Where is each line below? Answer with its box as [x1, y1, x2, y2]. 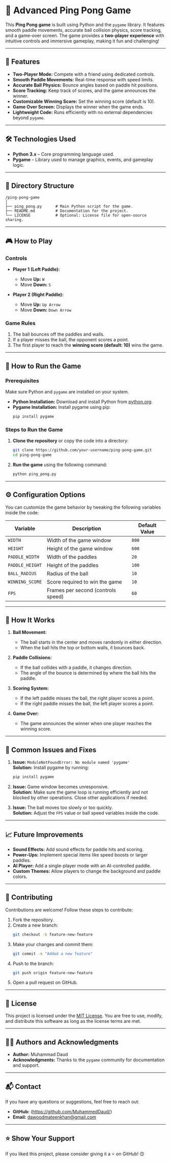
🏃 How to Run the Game [5, 362, 81, 370]
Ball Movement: [12, 629, 47, 635]
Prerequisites [5, 377, 39, 384]
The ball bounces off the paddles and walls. [12, 331, 105, 337]
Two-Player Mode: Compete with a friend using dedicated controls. [12, 71, 155, 77]
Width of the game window [46, 537, 111, 544]
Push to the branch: [12, 960, 54, 967]
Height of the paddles [46, 561, 99, 568]
